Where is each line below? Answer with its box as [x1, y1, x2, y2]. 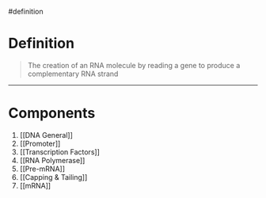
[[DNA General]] [19, 130, 74, 139]
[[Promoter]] [19, 139, 61, 148]
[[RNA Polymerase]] [19, 155, 85, 165]
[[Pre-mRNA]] [19, 164, 66, 173]
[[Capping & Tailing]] [19, 172, 88, 181]
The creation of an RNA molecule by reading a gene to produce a [27, 60, 241, 70]
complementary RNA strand [27, 69, 119, 78]
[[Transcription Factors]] [19, 147, 101, 157]
